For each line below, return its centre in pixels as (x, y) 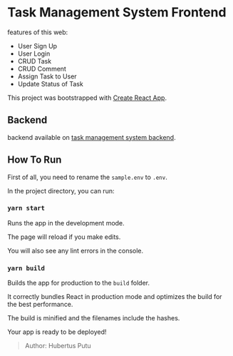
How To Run (35, 160)
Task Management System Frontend (117, 12)
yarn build (26, 268)
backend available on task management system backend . (92, 137)
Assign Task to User (47, 76)
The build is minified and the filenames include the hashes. (94, 318)
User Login (34, 54)
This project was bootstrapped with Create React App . (87, 98)
